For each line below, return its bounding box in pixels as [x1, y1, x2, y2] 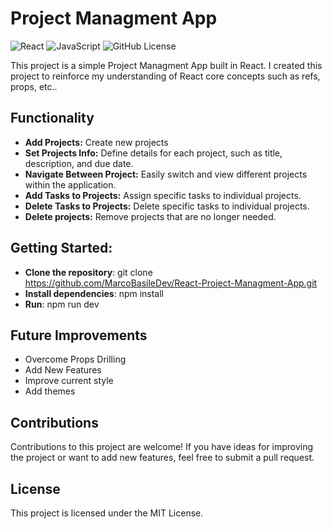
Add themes [24, 385, 76, 397]
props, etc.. [10, 80, 58, 92]
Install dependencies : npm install [24, 287, 165, 299]
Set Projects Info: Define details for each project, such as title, [24, 147, 283, 159]
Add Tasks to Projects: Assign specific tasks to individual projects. [24, 189, 302, 201]
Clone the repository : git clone [24, 266, 153, 278]
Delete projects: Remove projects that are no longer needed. [24, 210, 277, 222]
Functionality [10, 110, 95, 127]
